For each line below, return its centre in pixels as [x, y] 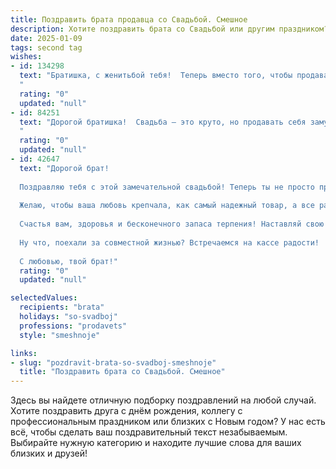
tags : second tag [46, 47]
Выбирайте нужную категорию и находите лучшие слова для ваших [156, 443]
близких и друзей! [49, 453]
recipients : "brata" [62, 307]
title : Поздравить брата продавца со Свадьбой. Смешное [129, 19]
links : [24, 353]
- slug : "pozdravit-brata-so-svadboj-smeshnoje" [113, 362]
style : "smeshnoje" [60, 335]
